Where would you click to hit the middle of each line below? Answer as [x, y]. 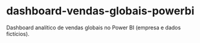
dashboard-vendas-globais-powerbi [100, 11]
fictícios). [18, 33]
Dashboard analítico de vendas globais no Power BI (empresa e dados [94, 27]
